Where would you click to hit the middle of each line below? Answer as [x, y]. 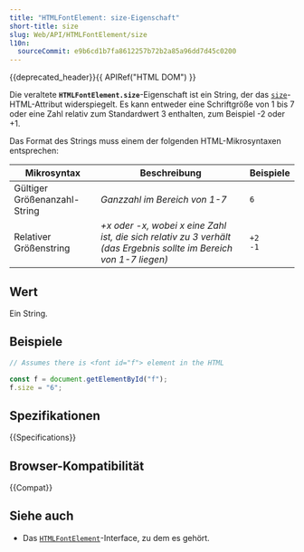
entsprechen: [34, 151]
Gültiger [31, 188]
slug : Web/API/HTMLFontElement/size [78, 34]
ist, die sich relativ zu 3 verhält [166, 237]
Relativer [33, 237]
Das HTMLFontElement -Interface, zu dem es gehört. [116, 538]
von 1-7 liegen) [135, 260]
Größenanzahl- [47, 200]
